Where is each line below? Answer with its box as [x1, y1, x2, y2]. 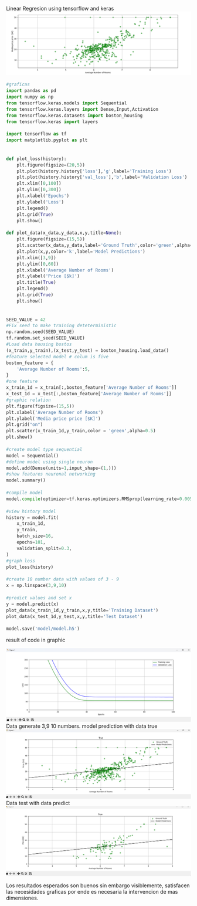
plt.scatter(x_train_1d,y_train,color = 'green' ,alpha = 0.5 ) [6, 428, 157, 434]
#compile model [6, 490, 43, 496]
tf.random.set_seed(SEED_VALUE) [6, 335, 85, 341]
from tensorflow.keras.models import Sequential [6, 100, 127, 106]
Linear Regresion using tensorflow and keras [6, 5, 114, 12]
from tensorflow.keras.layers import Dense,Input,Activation [6, 106, 159, 112]
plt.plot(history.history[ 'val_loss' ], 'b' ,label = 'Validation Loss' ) [16, 174, 188, 181]
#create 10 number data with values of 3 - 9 [6, 576, 119, 582]
